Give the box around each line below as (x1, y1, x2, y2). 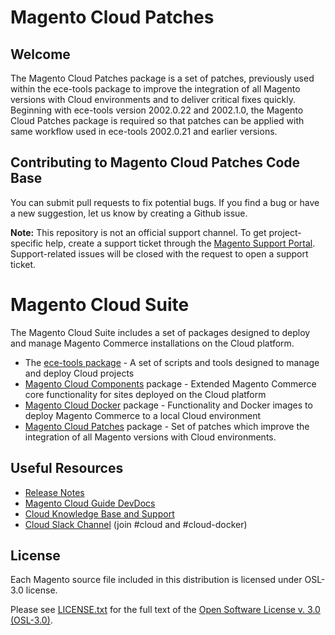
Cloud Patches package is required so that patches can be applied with (10, 115, 305, 126)
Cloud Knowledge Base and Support (24, 507, 175, 520)
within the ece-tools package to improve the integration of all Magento (10, 83, 301, 95)
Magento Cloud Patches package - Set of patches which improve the (24, 420, 310, 432)
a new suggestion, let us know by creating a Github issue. (10, 207, 248, 219)
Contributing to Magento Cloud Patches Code (10, 154, 301, 171)
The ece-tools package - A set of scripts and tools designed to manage (24, 356, 320, 368)
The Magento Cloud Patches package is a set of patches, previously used (10, 72, 315, 84)
